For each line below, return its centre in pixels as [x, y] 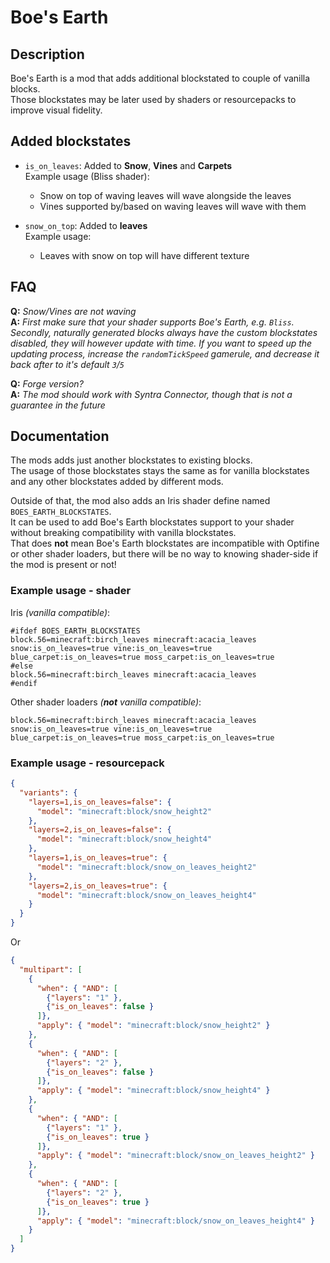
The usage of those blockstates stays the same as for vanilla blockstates [160, 471]
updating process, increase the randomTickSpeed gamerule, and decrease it [165, 353]
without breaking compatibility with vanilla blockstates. [123, 533]
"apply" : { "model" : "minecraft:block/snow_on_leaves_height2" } [175, 1156]
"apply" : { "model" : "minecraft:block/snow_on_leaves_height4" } [175, 1221]
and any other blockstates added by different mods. [117, 482]
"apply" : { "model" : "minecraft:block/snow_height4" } [153, 1091]
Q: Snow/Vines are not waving [73, 311]
